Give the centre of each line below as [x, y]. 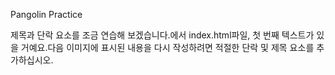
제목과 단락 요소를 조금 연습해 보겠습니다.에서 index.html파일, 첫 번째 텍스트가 [162, 35]
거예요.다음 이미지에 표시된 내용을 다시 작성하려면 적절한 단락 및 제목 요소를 [167, 47]
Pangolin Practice [46, 14]
